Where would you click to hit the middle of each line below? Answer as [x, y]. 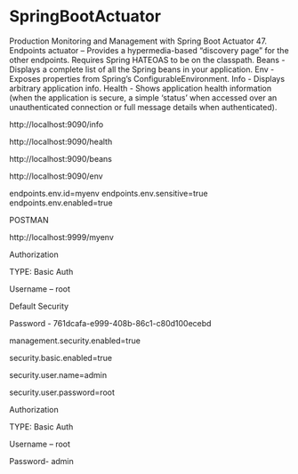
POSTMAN [29, 220]
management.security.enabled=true [75, 341]
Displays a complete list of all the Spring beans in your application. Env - [142, 69]
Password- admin [41, 461]
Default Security [39, 306]
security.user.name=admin [58, 374]
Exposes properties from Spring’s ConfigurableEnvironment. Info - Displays [147, 78]
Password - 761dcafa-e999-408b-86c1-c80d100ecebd [110, 323]
